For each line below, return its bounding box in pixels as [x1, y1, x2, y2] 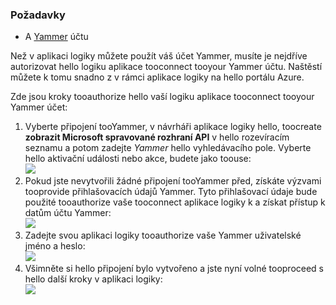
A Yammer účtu [24, 31, 89, 43]
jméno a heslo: [24, 240, 86, 252]
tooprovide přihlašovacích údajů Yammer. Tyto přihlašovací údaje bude [24, 186, 318, 198]
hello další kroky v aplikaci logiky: [24, 273, 163, 285]
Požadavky [10, 8, 66, 22]
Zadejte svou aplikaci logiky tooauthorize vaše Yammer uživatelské [24, 229, 302, 242]
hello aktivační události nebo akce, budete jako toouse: [24, 153, 252, 165]
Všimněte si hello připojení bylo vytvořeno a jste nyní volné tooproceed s [24, 263, 325, 275]
